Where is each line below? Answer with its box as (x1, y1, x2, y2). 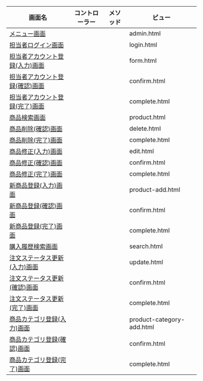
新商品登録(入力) (9, 181, 57, 190)
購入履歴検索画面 (9, 243, 59, 251)
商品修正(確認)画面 (9, 159, 63, 167)
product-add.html (129, 185, 181, 194)
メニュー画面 (9, 30, 47, 38)
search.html (129, 242, 163, 250)
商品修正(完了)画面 (9, 170, 63, 178)
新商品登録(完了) (9, 222, 57, 230)
